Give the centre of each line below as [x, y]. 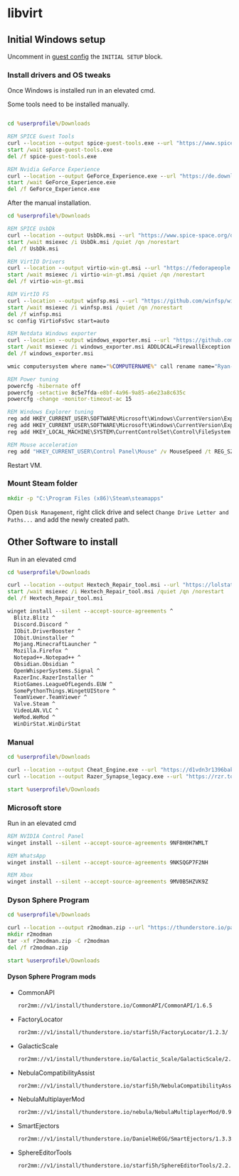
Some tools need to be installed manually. [68, 104]
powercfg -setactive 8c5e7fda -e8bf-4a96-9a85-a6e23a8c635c [97, 393]
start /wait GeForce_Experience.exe [62, 183]
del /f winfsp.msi [34, 314]
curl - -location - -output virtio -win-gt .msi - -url [84, 268]
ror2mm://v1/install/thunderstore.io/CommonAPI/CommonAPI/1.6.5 [115, 1006]
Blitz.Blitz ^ [34, 618]
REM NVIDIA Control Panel [46, 836]
